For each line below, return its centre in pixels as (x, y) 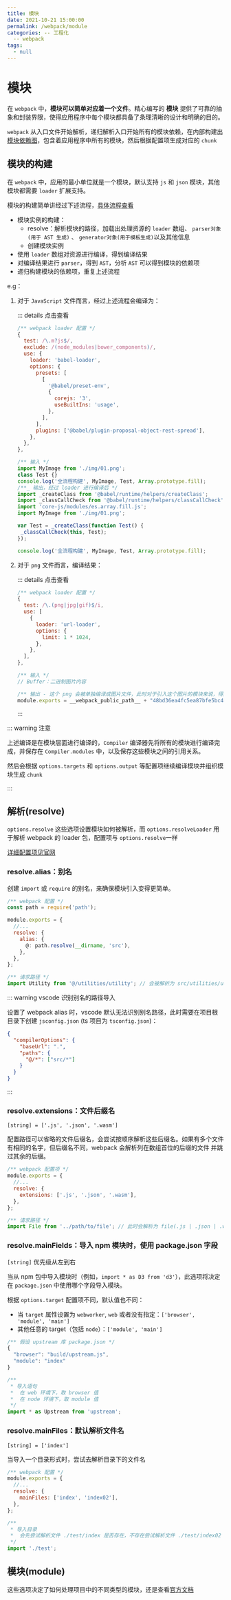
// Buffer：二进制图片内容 (52, 682)
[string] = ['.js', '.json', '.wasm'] (63, 1125)
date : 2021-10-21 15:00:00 (46, 20)
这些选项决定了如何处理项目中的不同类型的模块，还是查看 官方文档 (100, 1589)
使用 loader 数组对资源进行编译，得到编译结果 (82, 254)
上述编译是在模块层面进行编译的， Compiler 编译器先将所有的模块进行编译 (111, 742)
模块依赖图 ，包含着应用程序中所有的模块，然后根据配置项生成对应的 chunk (112, 140)
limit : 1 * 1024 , (67, 637)
